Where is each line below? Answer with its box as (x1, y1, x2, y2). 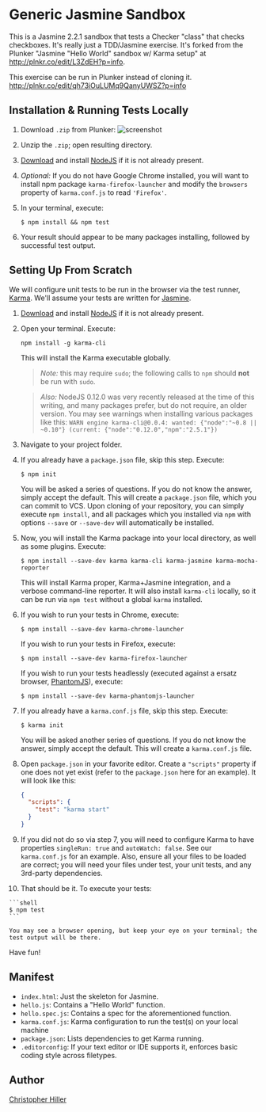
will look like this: (20, 775, 77, 785)
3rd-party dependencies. (20, 868, 103, 878)
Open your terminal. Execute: (20, 323, 116, 333)
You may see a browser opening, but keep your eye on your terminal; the (9, 927, 258, 935)
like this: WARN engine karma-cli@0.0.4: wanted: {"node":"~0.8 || (40, 417, 257, 427)
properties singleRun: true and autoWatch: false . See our (20, 843, 212, 852)
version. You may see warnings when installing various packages (40, 409, 253, 418)
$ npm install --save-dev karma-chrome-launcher (20, 625, 184, 633)
